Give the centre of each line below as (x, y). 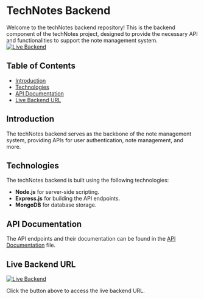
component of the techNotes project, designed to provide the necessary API (102, 33)
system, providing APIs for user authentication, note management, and (95, 140)
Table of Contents (41, 66)
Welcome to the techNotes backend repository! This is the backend (91, 27)
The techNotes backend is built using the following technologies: (88, 180)
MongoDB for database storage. (56, 205)
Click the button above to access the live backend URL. (76, 290)
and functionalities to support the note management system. (82, 40)
